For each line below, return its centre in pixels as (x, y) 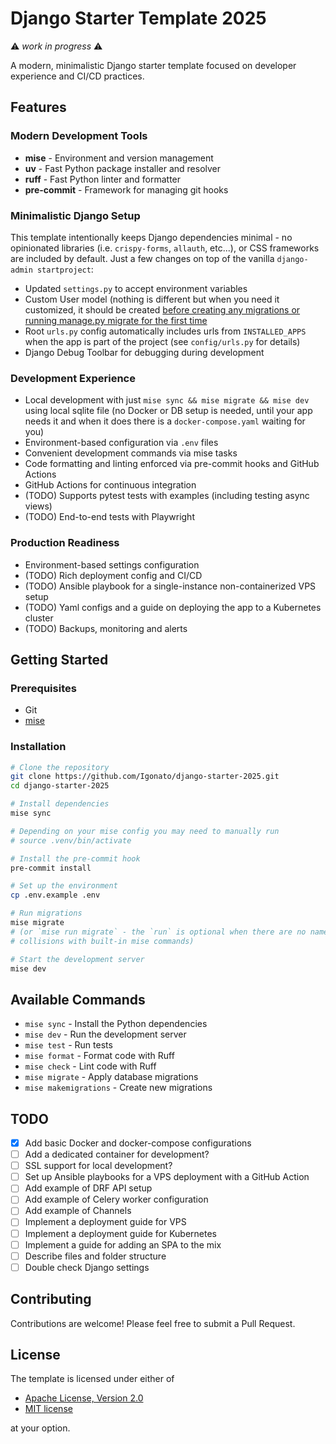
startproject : (65, 269)
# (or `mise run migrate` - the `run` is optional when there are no (158, 932)
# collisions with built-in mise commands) (102, 941)
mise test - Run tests (68, 1045)
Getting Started (59, 659)
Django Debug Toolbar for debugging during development (144, 352)
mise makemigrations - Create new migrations (118, 1088)
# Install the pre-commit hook (75, 858)
